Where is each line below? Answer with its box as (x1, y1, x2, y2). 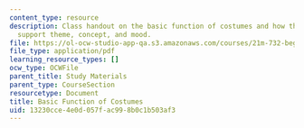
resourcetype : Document (9, 88, 100, 97)
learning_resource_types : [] (9, 55, 119, 64)
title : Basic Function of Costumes (9, 96, 144, 106)
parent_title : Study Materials (9, 72, 128, 81)
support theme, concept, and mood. (17, 30, 152, 39)
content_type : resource (9, 13, 100, 23)
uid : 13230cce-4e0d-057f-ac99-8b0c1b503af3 (9, 105, 176, 114)
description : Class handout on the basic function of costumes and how (9, 22, 285, 31)
